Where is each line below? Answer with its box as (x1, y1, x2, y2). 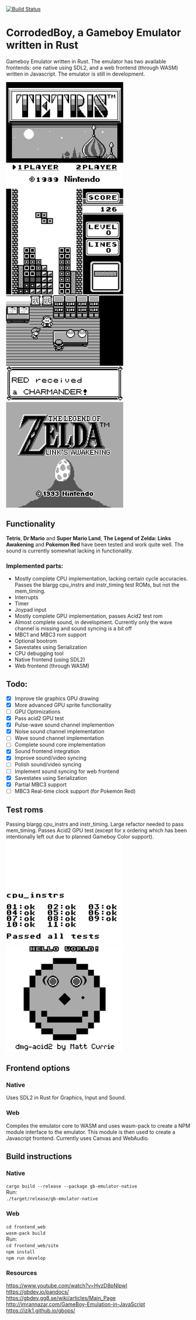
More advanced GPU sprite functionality (14, 701, 112, 708)
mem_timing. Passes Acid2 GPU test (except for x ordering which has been (6, 827, 187, 834)
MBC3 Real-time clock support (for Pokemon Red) (14, 788, 136, 795)
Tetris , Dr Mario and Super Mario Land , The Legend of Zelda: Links (6, 534, 171, 542)
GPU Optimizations (14, 708, 61, 715)
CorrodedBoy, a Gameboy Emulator (6, 26, 181, 39)
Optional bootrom (14, 637, 57, 644)
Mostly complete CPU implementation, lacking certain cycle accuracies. (14, 575, 188, 582)
